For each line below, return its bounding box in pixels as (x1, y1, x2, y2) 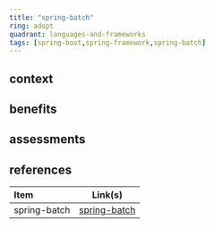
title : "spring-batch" (9, 13, 94, 22)
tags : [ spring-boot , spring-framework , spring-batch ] (9, 38, 206, 47)
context (9, 71, 54, 86)
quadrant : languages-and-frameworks (9, 30, 146, 38)
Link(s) (91, 189, 123, 201)
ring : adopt (9, 21, 54, 30)
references (9, 162, 73, 177)
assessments (9, 131, 86, 148)
